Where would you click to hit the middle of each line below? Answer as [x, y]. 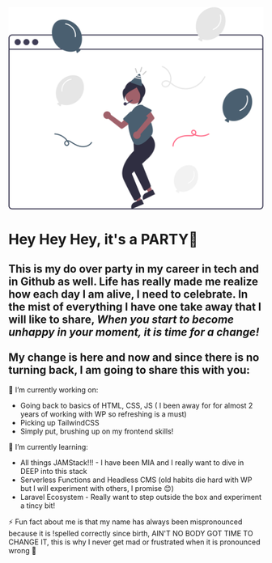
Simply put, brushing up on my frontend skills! [97, 431]
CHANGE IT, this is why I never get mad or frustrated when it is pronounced [134, 542]
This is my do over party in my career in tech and [134, 269]
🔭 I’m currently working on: [53, 389]
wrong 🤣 [22, 550]
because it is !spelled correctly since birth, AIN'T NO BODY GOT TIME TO [131, 533]
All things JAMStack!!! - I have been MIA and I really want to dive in [132, 462]
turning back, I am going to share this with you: [130, 370]
